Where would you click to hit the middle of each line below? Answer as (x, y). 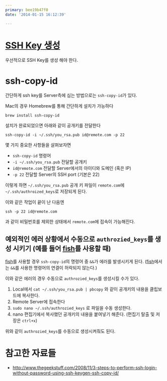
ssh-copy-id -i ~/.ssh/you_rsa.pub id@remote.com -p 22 (65, 135)
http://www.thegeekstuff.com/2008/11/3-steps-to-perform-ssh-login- (85, 368)
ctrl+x (29, 321)
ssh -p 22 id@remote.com (31, 212)
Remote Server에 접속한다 (39, 302)
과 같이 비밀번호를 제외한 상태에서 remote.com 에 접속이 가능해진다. (70, 222)
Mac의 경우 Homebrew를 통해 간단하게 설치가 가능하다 (59, 106)
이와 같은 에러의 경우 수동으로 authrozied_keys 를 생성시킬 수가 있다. (72, 278)
